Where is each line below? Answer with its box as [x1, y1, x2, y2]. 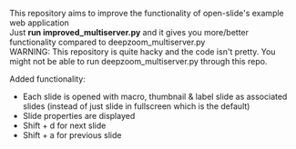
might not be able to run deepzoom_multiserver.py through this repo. [9, 56, 268, 66]
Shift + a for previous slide [22, 130, 122, 140]
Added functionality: [9, 74, 87, 84]
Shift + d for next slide [22, 120, 107, 131]
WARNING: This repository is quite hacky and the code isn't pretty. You [9, 46, 276, 57]
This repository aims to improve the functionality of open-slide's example [9, 8, 284, 18]
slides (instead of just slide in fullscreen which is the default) [22, 101, 250, 112]
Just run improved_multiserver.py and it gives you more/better [9, 27, 249, 37]
